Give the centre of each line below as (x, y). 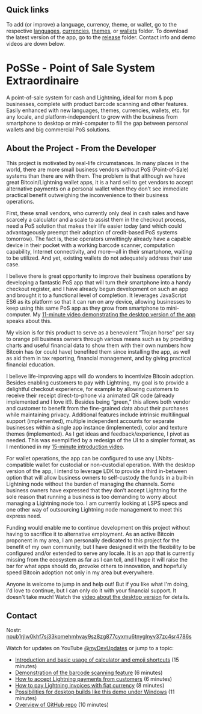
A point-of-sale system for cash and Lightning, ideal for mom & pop (90, 97)
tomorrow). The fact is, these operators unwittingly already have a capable (99, 239)
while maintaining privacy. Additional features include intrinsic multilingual (98, 415)
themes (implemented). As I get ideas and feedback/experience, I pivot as (98, 434)
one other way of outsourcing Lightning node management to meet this (94, 509)
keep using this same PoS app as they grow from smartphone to (86, 308)
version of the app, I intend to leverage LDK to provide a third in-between (97, 471)
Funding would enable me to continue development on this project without (98, 527)
